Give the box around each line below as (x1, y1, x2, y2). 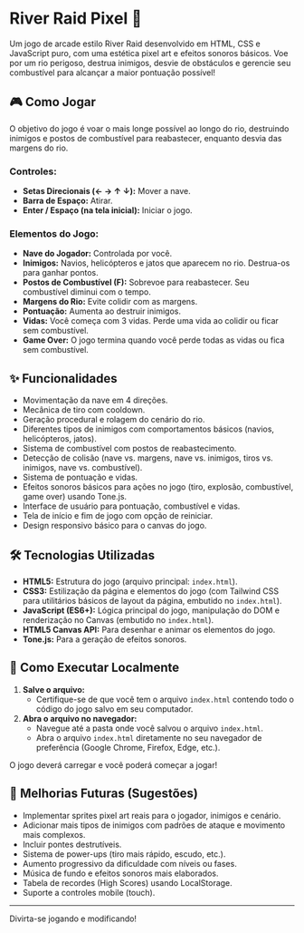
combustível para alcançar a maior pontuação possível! (9, 67, 215, 78)
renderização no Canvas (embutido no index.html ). (22, 614, 214, 625)
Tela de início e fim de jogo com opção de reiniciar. (22, 510, 214, 521)
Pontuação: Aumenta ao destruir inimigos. (22, 306, 181, 316)
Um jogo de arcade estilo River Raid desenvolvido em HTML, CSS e (9, 38, 261, 49)
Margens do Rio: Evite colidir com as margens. (22, 296, 198, 307)
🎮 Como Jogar (9, 94, 97, 110)
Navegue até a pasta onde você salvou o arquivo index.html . (35, 723, 264, 734)
